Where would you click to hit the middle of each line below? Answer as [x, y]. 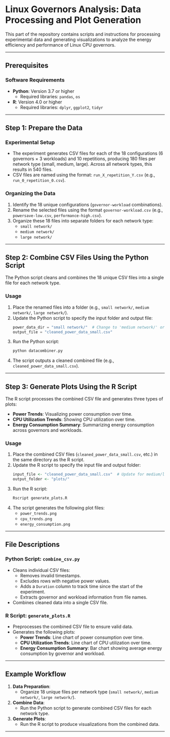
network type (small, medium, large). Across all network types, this [82, 164]
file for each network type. [33, 283]
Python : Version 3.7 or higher [44, 91]
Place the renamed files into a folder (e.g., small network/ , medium [81, 307]
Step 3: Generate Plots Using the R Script [71, 386]
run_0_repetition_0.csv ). [39, 180]
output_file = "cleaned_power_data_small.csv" [62, 332]
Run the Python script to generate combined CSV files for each [86, 708]
